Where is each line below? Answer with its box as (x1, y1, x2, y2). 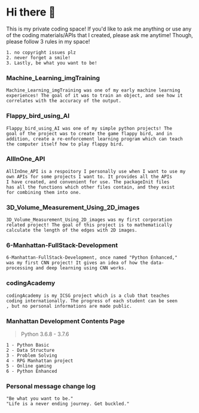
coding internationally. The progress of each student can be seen (6, 297, 178, 304)
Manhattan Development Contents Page (6, 317, 125, 325)
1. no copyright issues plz (6, 49, 76, 56)
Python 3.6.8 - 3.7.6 (20, 330, 69, 338)
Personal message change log (6, 382, 96, 390)
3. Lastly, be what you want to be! (6, 60, 97, 66)
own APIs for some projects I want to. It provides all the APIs (6, 174, 172, 180)
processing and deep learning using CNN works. (6, 265, 127, 271)
